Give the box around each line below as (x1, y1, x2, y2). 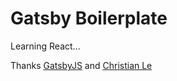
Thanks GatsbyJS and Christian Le (10, 59, 153, 71)
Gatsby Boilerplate (10, 7, 168, 30)
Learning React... (10, 40, 81, 52)
